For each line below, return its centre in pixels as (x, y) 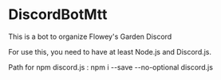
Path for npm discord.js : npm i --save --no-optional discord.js (111, 67)
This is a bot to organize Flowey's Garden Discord (90, 36)
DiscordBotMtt (58, 15)
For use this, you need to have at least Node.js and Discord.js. (110, 51)
